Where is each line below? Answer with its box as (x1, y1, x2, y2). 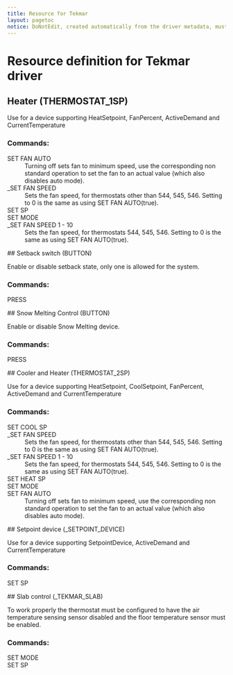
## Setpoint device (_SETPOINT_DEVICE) (7, 525, 126, 533)
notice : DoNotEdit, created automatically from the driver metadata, (7, 23, 213, 30)
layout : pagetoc (7, 17, 54, 24)
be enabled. (7, 620, 42, 628)
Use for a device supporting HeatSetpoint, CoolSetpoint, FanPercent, (7, 383, 205, 391)
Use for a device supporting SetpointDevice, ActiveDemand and (7, 538, 190, 547)
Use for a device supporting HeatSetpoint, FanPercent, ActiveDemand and (7, 114, 220, 122)
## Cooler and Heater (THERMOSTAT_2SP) (7, 369, 130, 377)
